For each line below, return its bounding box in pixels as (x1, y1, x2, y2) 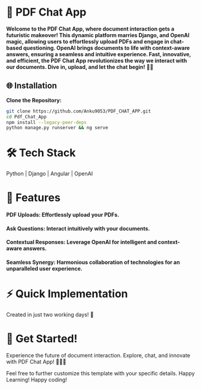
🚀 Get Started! (6, 332, 78, 345)
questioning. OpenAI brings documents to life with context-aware (23, 44, 190, 51)
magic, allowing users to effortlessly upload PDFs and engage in (6, 38, 169, 45)
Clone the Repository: (6, 96, 62, 104)
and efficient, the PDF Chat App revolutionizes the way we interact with (6, 57, 187, 64)
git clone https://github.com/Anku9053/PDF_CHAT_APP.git (6, 108, 151, 114)
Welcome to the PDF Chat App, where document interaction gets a (6, 25, 175, 32)
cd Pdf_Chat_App (6, 114, 47, 120)
